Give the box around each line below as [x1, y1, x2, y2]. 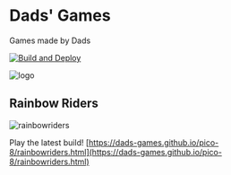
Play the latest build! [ [9, 136, 90, 148]
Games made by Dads [9, 35, 91, 46]
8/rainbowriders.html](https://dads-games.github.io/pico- [9, 146, 222, 157]
